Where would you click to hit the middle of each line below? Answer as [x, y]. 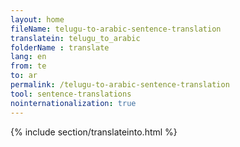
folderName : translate [60, 47]
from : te [28, 66]
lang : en [28, 57]
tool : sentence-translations [71, 94]
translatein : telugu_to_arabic [75, 38]
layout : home [37, 19]
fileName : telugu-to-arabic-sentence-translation [116, 29]
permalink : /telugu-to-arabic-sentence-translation [120, 85]
